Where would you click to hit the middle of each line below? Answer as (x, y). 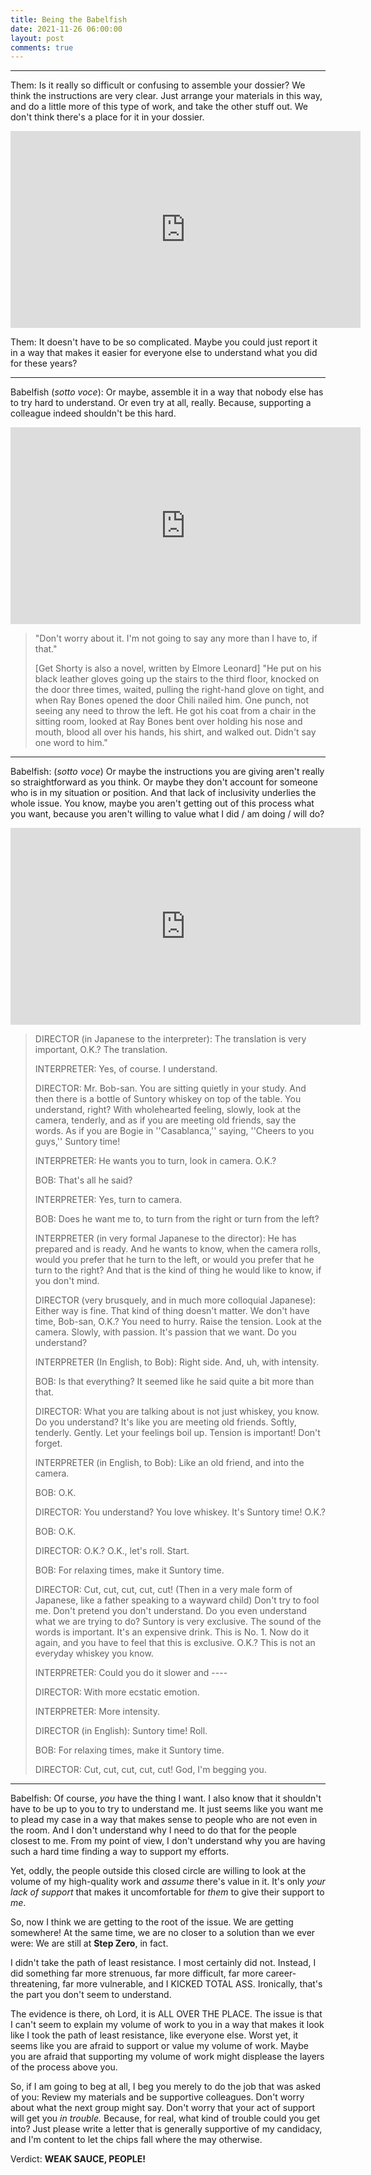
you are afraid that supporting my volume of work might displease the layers (167, 2057)
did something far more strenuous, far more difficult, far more (137, 1973)
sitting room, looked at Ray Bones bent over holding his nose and (168, 722)
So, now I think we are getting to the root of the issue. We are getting (152, 1922)
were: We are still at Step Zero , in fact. (89, 1943)
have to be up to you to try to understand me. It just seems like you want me (167, 1809)
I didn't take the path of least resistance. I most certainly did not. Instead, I (163, 1963)
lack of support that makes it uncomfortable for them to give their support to (167, 1892)
